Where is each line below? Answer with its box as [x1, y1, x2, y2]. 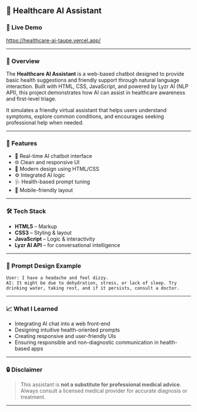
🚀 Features [6, 139, 38, 147]
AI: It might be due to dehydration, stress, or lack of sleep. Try [6, 280, 177, 286]
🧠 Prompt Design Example [6, 262, 81, 270]
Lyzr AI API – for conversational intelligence [14, 241, 120, 248]
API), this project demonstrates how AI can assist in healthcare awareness [6, 89, 186, 96]
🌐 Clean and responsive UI [14, 159, 80, 166]
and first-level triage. [6, 95, 57, 102]
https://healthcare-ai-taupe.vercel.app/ [6, 36, 101, 44]
